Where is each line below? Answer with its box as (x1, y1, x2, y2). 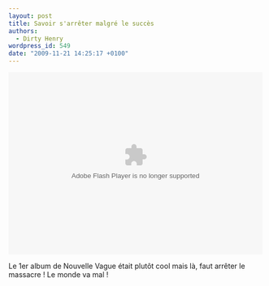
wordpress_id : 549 (8, 42, 71, 50)
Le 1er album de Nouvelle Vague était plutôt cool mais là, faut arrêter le (8, 261, 245, 271)
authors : (8, 27, 38, 35)
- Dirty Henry (15, 34, 63, 43)
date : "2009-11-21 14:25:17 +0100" (8, 49, 129, 58)
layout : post (8, 11, 53, 20)
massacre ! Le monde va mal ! (8, 270, 109, 280)
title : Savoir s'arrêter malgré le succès (8, 19, 154, 28)
